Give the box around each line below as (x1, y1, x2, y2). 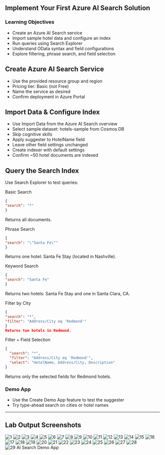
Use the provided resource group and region (12, 78, 103, 84)
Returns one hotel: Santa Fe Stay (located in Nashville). (5, 254, 116, 259)
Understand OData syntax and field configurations (12, 45, 114, 51)
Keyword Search (5, 263, 39, 269)
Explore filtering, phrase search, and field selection (12, 51, 116, 57)
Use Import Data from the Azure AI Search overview (12, 121, 118, 127)
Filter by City (5, 300, 31, 306)
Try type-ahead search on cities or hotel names (12, 402, 109, 408)
